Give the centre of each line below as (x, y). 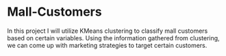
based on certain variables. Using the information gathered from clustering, (114, 38)
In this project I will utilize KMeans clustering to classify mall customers (108, 31)
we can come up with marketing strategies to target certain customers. (107, 45)
